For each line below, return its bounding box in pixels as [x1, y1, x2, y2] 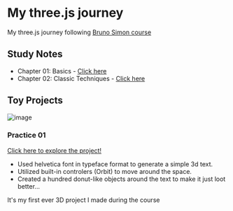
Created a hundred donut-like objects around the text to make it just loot [17, 175, 226, 183]
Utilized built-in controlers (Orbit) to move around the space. [17, 167, 192, 175]
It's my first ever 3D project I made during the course [7, 196, 160, 204]
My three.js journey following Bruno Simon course [7, 28, 152, 36]
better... [17, 182, 41, 190]
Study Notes [7, 48, 63, 60]
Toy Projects [7, 94, 63, 106]
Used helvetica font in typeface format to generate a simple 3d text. [17, 159, 213, 168]
